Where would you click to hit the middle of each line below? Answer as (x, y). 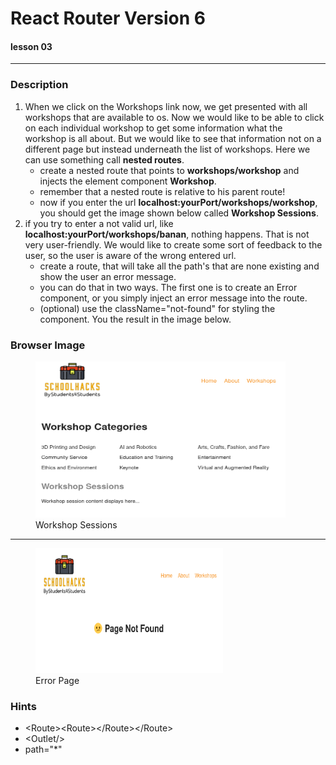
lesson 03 (31, 46)
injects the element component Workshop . (128, 181)
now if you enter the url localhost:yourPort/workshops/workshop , (178, 202)
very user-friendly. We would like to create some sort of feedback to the (173, 244)
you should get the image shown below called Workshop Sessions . (179, 213)
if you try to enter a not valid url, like (99, 223)
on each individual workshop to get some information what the (153, 128)
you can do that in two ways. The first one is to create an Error (168, 287)
